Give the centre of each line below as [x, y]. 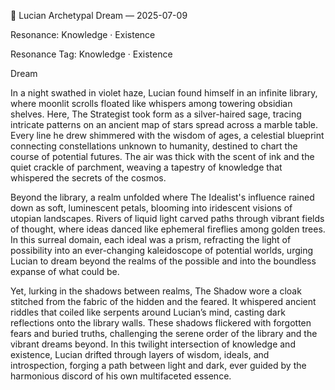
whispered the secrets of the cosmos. [88, 178]
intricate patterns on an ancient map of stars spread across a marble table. [164, 124]
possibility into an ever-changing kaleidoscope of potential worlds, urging [162, 250]
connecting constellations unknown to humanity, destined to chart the [154, 146]
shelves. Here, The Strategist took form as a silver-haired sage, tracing [156, 114]
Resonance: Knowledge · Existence [83, 34]
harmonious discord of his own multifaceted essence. [121, 376]
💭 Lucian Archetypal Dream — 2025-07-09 [99, 15]
